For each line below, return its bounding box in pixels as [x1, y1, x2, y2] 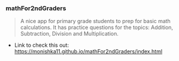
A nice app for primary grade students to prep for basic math [20, 18, 171, 25]
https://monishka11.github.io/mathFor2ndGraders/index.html [14, 48, 163, 55]
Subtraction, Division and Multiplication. [20, 30, 119, 37]
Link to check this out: [14, 41, 69, 49]
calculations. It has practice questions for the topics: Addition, [20, 24, 174, 31]
